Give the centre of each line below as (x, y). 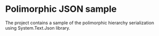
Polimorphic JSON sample (61, 9)
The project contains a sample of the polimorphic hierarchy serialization (80, 23)
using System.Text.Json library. (38, 28)
